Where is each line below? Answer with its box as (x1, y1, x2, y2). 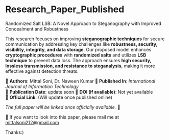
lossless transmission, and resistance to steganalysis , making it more (5, 63, 155, 69)
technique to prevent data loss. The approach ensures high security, (5, 57, 152, 63)
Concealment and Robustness (5, 25, 69, 32)
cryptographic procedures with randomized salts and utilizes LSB (5, 52, 147, 58)
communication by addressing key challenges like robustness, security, (5, 41, 158, 47)
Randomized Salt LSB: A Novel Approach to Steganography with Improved (5, 20, 162, 26)
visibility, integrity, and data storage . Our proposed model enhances (5, 46, 152, 52)
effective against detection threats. (5, 68, 79, 74)
